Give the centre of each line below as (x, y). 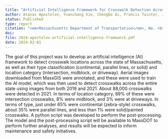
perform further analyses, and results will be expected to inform (71, 125)
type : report (19, 24)
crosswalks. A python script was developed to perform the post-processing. (84, 115)
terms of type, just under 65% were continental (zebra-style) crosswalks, (81, 104)
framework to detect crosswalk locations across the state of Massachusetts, (84, 62)
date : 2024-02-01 (23, 42)
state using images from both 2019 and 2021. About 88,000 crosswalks (78, 88)
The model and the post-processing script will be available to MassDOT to (81, 120)
